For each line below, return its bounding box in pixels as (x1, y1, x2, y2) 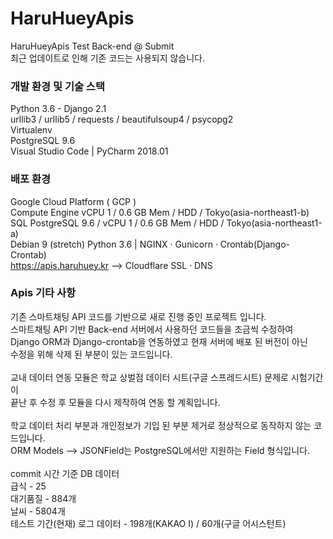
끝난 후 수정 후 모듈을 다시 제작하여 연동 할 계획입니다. (10, 396, 221, 408)
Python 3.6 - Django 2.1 (10, 103, 107, 115)
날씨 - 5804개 (10, 505, 66, 517)
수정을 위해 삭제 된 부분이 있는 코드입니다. (10, 348, 173, 360)
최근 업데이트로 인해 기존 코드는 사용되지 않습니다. (10, 52, 206, 64)
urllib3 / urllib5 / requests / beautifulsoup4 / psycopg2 (10, 113, 234, 126)
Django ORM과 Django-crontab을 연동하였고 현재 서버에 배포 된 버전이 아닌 (10, 335, 308, 347)
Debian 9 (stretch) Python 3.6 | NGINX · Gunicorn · (10, 238, 218, 250)
